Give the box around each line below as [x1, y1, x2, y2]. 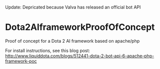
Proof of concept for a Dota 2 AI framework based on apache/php [5, 38, 140, 44]
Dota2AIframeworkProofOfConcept [5, 22, 155, 33]
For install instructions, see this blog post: [5, 47, 90, 54]
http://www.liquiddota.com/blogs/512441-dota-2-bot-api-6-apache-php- [5, 53, 155, 59]
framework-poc [5, 58, 37, 64]
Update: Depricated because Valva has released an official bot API [5, 4, 141, 10]
